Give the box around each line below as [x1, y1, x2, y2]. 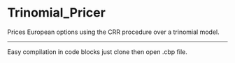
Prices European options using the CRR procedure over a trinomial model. [7, 28, 220, 36]
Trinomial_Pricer [7, 5, 106, 21]
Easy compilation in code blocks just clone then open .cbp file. [7, 47, 187, 56]
